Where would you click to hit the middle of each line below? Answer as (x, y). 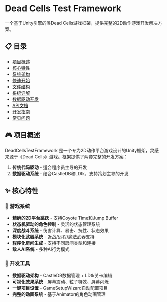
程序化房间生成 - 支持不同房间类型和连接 (54, 243)
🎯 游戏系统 (18, 206)
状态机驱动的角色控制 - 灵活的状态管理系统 (56, 224)
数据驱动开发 (25, 99)
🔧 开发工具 (18, 264)
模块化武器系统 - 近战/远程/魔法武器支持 (53, 237)
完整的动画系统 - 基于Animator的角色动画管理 (59, 294)
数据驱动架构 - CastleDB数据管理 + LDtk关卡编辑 (62, 275)
